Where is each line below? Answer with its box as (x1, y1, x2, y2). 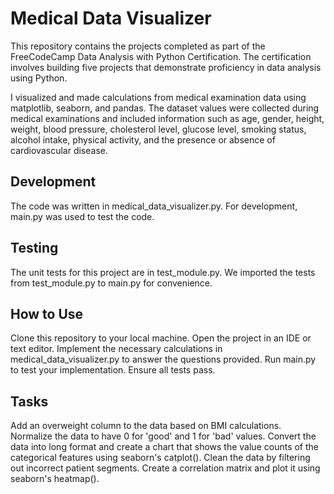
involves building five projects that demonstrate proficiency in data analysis (10, 61, 322, 73)
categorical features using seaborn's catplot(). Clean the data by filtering (10, 452, 311, 464)
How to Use (10, 305, 84, 322)
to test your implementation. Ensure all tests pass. (10, 364, 216, 376)
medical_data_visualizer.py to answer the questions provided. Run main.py (10, 353, 317, 366)
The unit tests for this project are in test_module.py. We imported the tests (10, 266, 316, 278)
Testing (10, 240, 59, 257)
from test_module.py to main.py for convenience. (10, 277, 213, 289)
